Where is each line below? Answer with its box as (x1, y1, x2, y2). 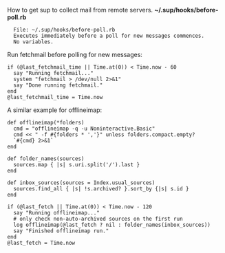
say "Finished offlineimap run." (13, 228, 109, 234)
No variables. (13, 38, 54, 45)
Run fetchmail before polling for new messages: (7, 51, 143, 58)
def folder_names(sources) (7, 155, 85, 162)
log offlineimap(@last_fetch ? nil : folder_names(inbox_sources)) (13, 221, 211, 228)
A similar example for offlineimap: (7, 106, 103, 114)
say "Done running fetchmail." (13, 82, 103, 89)
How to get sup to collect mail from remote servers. (7, 6, 153, 14)
